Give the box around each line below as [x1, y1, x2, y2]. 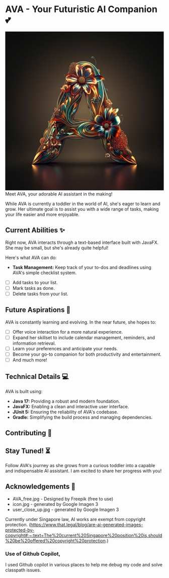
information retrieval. [12, 340, 56, 346]
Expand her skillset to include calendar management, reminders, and [12, 334, 155, 341]
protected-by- [5, 527, 35, 533]
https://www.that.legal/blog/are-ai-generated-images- [30, 522, 143, 528]
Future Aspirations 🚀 [5, 306, 71, 314]
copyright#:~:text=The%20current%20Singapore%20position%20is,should [5, 532, 162, 538]
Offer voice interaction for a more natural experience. [12, 329, 123, 335]
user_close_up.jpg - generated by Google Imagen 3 [12, 506, 119, 512]
